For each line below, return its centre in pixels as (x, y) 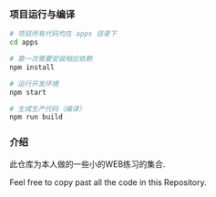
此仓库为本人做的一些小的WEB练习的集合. (87, 164)
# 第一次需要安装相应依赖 (51, 59)
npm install (32, 67)
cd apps (24, 43)
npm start (28, 92)
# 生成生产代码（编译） (48, 109)
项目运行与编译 (42, 14)
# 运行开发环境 (34, 84)
